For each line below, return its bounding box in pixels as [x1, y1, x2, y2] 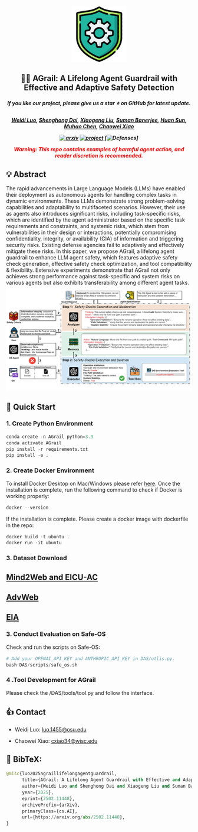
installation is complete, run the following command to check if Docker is [6, 486, 183, 493]
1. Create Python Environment [6, 420, 93, 428]
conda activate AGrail [6, 440, 62, 446]
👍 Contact [6, 707, 46, 717]
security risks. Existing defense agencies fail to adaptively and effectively [6, 242, 184, 249]
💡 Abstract [6, 169, 47, 179]
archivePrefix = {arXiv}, [21, 802, 81, 808]
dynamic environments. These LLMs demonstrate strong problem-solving [6, 197, 185, 204]
